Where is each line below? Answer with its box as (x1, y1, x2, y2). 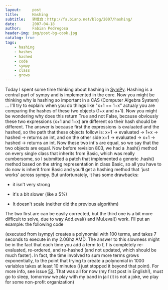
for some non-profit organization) (5, 279, 74, 285)
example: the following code (5, 221, 64, 227)
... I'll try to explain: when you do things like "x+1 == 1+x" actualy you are (5, 102, 155, 108)
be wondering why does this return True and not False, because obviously (5, 113, 159, 119)
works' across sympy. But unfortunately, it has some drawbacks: (5, 172, 139, 178)
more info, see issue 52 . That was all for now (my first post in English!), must (5, 268, 163, 274)
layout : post (5, 7, 42, 13)
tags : (5, 40, 17, 45)
